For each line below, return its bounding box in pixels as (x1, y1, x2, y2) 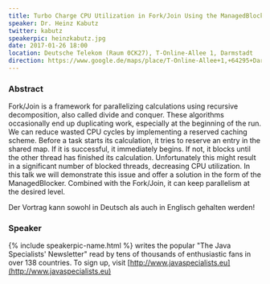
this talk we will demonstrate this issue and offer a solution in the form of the (8, 170, 261, 179)
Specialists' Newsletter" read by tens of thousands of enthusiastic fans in (8, 249, 252, 259)
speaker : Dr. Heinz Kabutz (8, 19, 99, 27)
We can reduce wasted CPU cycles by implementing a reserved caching (8, 127, 247, 137)
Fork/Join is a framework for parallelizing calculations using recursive (8, 101, 239, 111)
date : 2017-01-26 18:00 (8, 42, 88, 50)
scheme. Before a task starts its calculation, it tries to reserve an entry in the (8, 136, 261, 146)
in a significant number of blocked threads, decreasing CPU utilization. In (8, 162, 251, 171)
